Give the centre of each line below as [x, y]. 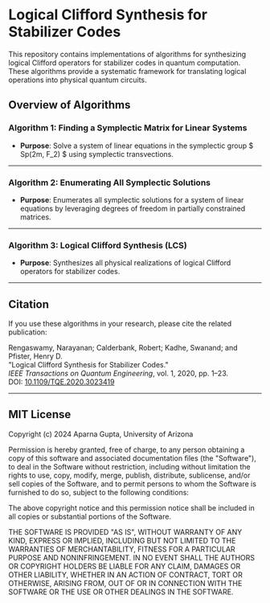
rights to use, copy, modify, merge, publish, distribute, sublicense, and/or [129, 475]
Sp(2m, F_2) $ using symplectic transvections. [97, 154]
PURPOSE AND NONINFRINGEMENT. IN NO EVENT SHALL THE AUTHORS [132, 557]
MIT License [40, 414]
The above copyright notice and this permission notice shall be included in [131, 507]
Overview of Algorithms [70, 105]
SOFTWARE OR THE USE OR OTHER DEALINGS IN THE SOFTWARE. [121, 592]
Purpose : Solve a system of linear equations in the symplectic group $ [137, 146]
